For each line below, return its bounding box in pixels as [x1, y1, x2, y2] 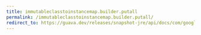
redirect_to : [6, 20, 39, 26]
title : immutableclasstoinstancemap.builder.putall [6, 8, 138, 15]
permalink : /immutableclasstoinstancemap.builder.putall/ [6, 14, 154, 20]
